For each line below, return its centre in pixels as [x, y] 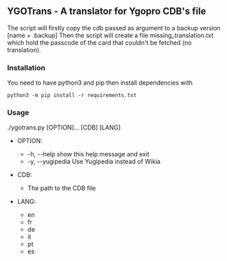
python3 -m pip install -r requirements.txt [72, 96]
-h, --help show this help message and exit [88, 154]
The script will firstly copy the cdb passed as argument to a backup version [114, 28]
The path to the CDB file [62, 188]
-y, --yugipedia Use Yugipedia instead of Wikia [94, 162]
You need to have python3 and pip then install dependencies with [100, 83]
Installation [26, 67]
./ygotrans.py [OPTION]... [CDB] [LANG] [64, 127]
